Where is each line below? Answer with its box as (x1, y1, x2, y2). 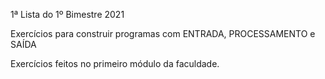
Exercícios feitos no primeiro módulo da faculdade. (10, 58, 220, 69)
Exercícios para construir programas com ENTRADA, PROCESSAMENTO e (10, 28, 316, 39)
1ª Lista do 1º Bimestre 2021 (10, 9, 125, 20)
